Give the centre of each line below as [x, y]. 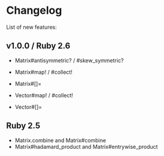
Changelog [34, 10]
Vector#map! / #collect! [44, 95]
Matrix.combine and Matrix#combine [60, 140]
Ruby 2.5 [23, 126]
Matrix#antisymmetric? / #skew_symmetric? [69, 60]
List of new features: [31, 27]
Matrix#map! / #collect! [44, 72]
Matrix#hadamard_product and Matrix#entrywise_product [86, 146]
